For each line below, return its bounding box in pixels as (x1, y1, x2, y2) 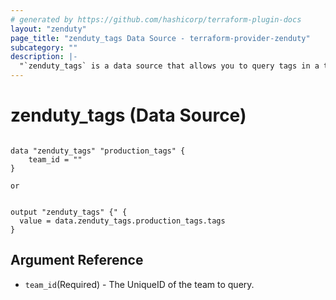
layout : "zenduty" (10, 24, 87, 34)
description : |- (10, 52, 78, 62)
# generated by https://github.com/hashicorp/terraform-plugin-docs (10, 14, 302, 25)
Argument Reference (10, 252, 144, 269)
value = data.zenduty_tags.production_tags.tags (19, 216, 226, 226)
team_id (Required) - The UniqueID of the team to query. (24, 278, 255, 290)
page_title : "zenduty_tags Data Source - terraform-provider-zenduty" (10, 33, 311, 43)
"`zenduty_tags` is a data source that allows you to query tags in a (19, 61, 320, 71)
